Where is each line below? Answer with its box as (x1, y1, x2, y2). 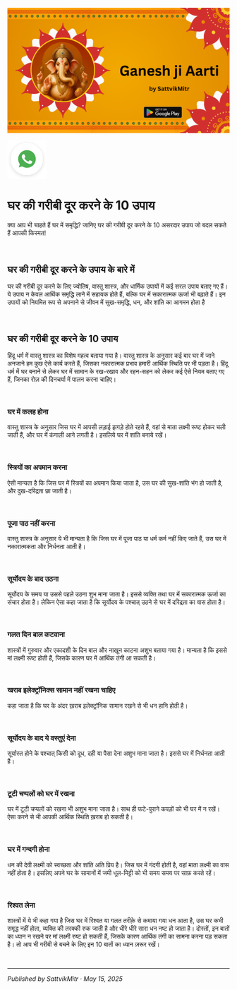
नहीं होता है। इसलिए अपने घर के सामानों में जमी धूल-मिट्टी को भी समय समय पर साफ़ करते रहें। (7, 869, 217, 877)
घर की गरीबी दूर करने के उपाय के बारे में (7, 263, 135, 275)
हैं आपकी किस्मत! (7, 229, 47, 237)
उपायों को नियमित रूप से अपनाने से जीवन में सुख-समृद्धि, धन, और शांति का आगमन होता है (7, 298, 205, 307)
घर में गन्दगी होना (7, 845, 50, 855)
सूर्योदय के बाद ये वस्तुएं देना (7, 733, 76, 743)
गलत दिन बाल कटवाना (7, 629, 66, 639)
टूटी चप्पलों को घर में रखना (7, 789, 75, 799)
